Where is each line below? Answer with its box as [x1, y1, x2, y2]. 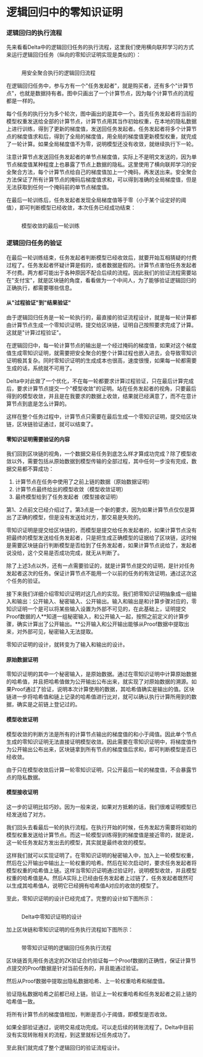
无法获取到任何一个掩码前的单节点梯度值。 [6, 184, 112, 191]
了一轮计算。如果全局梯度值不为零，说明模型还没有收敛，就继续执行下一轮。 [6, 141, 197, 148]
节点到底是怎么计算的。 [11, 400, 70, 407]
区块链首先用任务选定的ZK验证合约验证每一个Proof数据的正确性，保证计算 [6, 956, 192, 964]
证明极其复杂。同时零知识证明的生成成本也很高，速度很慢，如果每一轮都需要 [6, 357, 197, 364]
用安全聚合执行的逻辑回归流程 [21, 69, 95, 76]
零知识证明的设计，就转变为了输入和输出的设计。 [6, 641, 128, 648]
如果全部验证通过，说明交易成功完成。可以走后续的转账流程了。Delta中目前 [6, 1023, 195, 1030]
